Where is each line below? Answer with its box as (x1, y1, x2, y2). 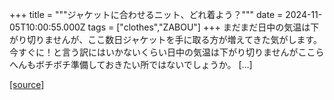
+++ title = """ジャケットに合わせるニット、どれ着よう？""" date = (9, 9, 284, 20)
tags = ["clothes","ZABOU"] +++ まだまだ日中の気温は (87, 21, 311, 33)
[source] (9, 79, 45, 90)
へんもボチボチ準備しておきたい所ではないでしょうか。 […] (9, 59, 253, 70)
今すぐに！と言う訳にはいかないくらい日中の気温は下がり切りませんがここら (9, 46, 325, 58)
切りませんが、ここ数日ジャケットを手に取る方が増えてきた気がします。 (26, 34, 323, 45)
